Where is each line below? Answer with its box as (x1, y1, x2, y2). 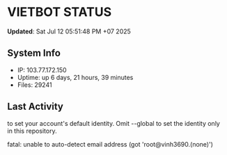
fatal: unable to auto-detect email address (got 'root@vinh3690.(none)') (7, 140, 214, 148)
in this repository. (7, 127, 57, 135)
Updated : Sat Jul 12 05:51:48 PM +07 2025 (7, 27, 131, 35)
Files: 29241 (17, 81, 52, 89)
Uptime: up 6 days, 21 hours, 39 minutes (17, 73, 134, 81)
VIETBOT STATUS (7, 4, 112, 20)
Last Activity (7, 101, 64, 113)
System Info (7, 47, 61, 59)
